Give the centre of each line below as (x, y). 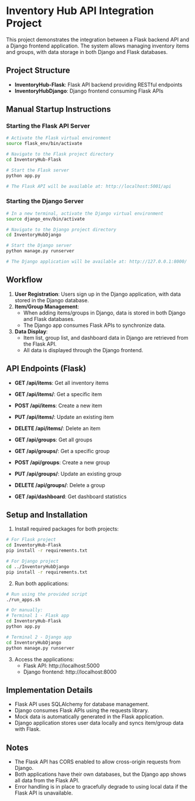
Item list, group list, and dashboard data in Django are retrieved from (106, 337)
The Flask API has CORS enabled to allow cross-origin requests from (97, 762)
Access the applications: (44, 659)
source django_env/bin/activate (45, 219)
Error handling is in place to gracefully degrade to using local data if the (101, 787)
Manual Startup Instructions (59, 109)
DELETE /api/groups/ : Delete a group (60, 485)
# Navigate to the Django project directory (61, 229)
